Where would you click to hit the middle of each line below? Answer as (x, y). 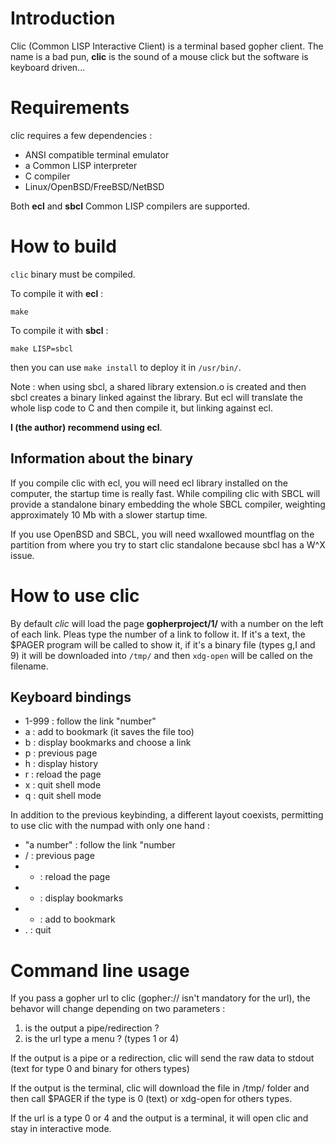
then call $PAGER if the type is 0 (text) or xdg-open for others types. (151, 1099)
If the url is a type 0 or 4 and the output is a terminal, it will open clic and (159, 1118)
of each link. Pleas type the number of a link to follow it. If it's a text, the (158, 634)
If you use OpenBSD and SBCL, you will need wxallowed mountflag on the (162, 534)
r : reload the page (63, 774)
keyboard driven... (48, 67)
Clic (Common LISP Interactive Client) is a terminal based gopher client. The (167, 46)
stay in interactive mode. (61, 1129)
